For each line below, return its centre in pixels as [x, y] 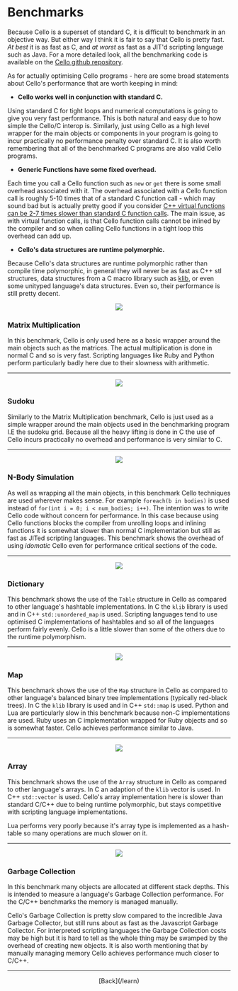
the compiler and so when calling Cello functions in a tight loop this [106, 228]
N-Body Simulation [41, 477]
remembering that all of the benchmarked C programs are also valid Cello [114, 148]
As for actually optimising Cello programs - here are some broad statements [118, 76]
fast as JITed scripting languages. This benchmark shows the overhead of [116, 538]
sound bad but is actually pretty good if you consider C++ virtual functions [116, 205]
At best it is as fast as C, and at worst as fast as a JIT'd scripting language [115, 47]
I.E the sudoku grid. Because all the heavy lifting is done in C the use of [111, 432]
